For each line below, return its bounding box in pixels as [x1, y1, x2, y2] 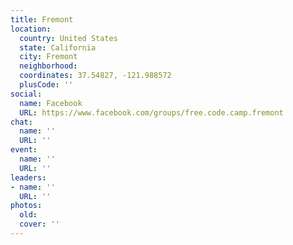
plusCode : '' [19, 80, 74, 90]
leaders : [10, 172, 47, 183]
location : [10, 24, 52, 34]
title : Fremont [10, 14, 74, 25]
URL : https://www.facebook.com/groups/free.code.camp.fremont [19, 107, 284, 118]
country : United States [19, 33, 118, 43]
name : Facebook [19, 98, 83, 108]
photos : [10, 201, 43, 211]
